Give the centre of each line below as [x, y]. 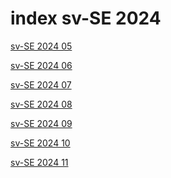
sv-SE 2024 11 [39, 162]
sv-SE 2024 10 [40, 143]
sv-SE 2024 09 [41, 123]
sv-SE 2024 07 [41, 84]
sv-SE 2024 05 [41, 46]
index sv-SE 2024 [86, 18]
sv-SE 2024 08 [41, 104]
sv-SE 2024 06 [41, 65]
